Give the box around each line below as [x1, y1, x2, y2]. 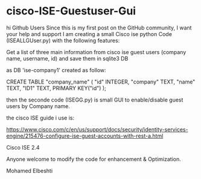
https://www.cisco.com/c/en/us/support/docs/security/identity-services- [6, 126, 188, 133]
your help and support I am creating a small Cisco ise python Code [6, 30, 172, 37]
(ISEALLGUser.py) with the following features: [6, 37, 120, 44]
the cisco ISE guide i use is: [6, 114, 74, 121]
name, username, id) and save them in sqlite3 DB [6, 55, 129, 62]
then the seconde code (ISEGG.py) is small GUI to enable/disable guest [6, 96, 183, 103]
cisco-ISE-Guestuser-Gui [6, 4, 136, 18]
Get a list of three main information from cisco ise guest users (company [6, 48, 187, 55]
